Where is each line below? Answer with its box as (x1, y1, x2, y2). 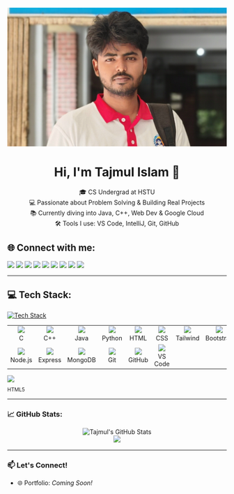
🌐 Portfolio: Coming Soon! (17, 479, 93, 487)
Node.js (10, 356, 33, 364)
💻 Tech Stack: (7, 289, 72, 301)
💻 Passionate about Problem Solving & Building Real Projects (29, 198, 205, 207)
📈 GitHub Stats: (7, 409, 63, 419)
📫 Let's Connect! (7, 461, 68, 470)
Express (38, 356, 61, 364)
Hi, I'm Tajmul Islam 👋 (54, 165, 180, 180)
